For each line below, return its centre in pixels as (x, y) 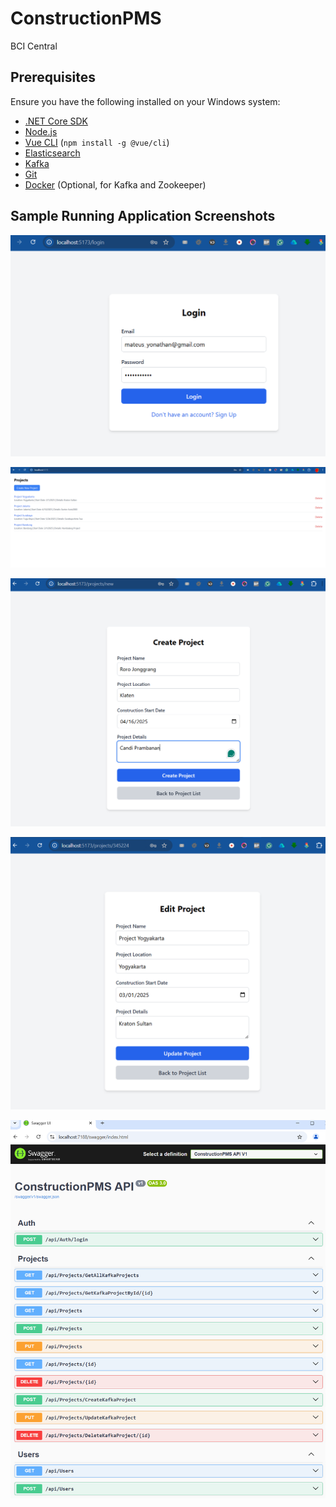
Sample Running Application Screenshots (143, 216)
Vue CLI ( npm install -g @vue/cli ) (97, 142)
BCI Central (34, 46)
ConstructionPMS (86, 18)
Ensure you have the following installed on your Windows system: (145, 101)
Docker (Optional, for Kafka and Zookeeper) (115, 184)
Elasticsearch (52, 153)
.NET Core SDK (56, 121)
